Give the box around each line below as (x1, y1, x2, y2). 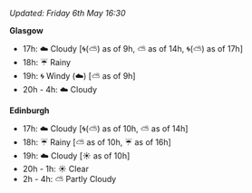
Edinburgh (9, 105, 50, 116)
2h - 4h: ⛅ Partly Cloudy (22, 174, 117, 184)
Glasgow (9, 25, 44, 35)
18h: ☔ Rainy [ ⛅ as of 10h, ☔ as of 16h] (22, 137, 172, 148)
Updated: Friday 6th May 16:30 (9, 8, 126, 18)
